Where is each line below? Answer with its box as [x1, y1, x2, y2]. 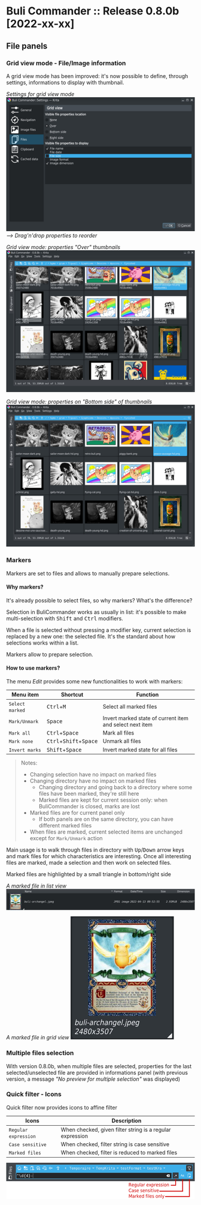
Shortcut [60, 691, 84, 699]
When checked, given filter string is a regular [60, 1126, 172, 1133]
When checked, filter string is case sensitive [60, 1140, 169, 1147]
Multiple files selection [6, 1049, 74, 1057]
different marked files [38, 822, 92, 829]
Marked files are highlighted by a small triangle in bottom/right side [6, 871, 172, 878]
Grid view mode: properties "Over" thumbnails [6, 244, 121, 251]
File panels [6, 41, 48, 51]
